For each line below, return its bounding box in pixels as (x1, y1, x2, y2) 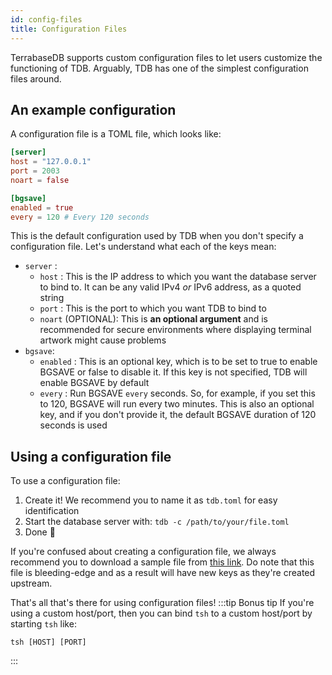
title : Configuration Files (10, 24, 128, 34)
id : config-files (10, 14, 83, 25)
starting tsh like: (10, 618, 77, 630)
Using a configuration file (10, 448, 172, 465)
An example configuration (10, 101, 177, 118)
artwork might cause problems (39, 334, 167, 346)
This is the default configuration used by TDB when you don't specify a (10, 230, 304, 242)
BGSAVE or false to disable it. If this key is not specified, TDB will (39, 366, 308, 378)
